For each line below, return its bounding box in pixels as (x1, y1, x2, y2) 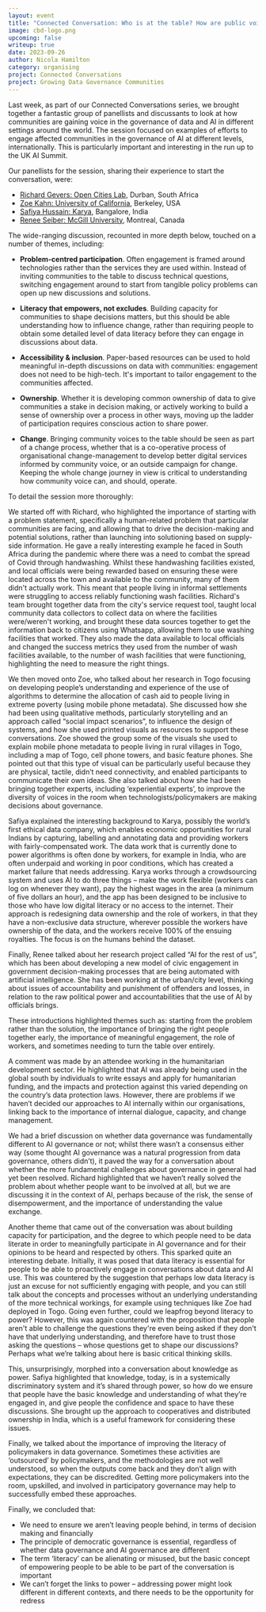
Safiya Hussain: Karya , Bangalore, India (19, 206, 149, 216)
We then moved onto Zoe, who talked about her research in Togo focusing (8, 674, 251, 684)
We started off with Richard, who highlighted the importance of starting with (8, 507, 256, 516)
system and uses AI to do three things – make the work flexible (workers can (8, 875, 258, 885)
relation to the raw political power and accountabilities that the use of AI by (8, 992, 253, 1001)
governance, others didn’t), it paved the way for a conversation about (8, 1156, 235, 1166)
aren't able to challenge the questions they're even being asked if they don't (8, 1323, 257, 1332)
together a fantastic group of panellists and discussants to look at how (8, 108, 237, 118)
